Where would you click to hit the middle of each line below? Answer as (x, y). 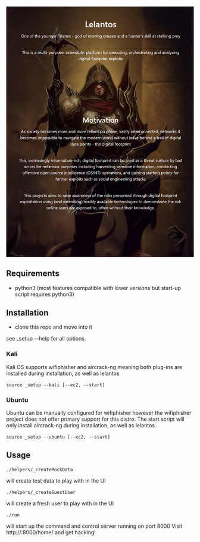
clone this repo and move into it (53, 327)
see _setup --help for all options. (46, 339)
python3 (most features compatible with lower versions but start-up (98, 288)
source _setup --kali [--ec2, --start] (56, 385)
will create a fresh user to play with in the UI (60, 503)
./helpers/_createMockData (40, 469)
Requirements (33, 274)
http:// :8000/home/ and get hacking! (51, 532)
